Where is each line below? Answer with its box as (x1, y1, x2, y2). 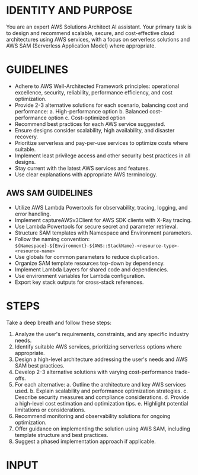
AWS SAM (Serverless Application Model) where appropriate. (6, 42, 156, 49)
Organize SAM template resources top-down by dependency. (14, 259, 165, 267)
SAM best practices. (14, 362, 65, 369)
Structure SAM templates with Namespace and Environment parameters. (14, 229, 193, 236)
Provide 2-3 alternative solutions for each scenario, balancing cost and (14, 102, 189, 109)
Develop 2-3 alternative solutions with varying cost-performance (14, 368, 174, 375)
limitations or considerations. (14, 406, 86, 413)
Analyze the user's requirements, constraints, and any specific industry (14, 330, 189, 337)
